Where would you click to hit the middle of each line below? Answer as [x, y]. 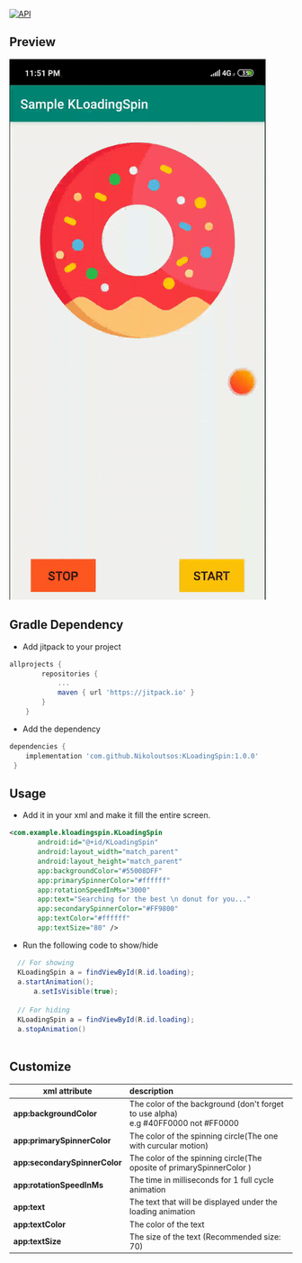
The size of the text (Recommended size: [205, 1236]
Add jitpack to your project [71, 646]
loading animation [162, 1212]
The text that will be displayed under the [203, 1202]
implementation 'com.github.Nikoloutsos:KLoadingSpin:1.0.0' [142, 756]
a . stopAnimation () [52, 1030]
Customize [40, 1067]
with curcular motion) [169, 1145]
